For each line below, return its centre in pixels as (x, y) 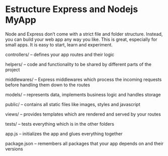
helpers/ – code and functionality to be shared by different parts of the (78, 64)
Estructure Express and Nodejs (72, 9)
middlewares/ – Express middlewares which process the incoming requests (83, 79)
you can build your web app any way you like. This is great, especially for (81, 39)
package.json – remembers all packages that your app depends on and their (85, 143)
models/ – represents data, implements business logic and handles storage (83, 94)
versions (14, 149)
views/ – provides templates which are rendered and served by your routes (83, 114)
